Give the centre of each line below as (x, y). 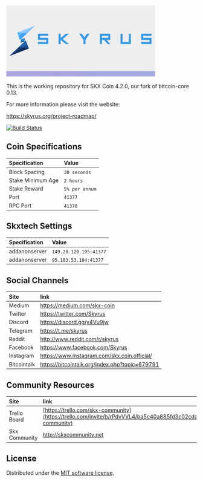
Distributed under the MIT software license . (60, 473)
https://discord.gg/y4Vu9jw (75, 322)
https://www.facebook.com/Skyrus (84, 348)
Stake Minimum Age (34, 180)
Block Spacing (27, 172)
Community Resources (50, 385)
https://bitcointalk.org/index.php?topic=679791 (100, 364)
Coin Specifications (44, 147)
